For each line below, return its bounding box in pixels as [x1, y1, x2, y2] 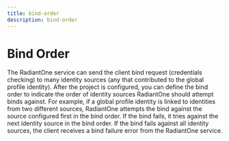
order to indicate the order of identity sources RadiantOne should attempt [7, 90, 214, 99]
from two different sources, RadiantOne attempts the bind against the [7, 105, 203, 113]
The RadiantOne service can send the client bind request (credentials [7, 68, 203, 77]
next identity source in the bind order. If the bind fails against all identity [7, 119, 209, 127]
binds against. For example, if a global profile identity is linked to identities [7, 97, 216, 106]
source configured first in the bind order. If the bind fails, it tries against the [7, 112, 219, 120]
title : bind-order [7, 10, 59, 17]
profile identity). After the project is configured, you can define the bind [7, 83, 208, 91]
